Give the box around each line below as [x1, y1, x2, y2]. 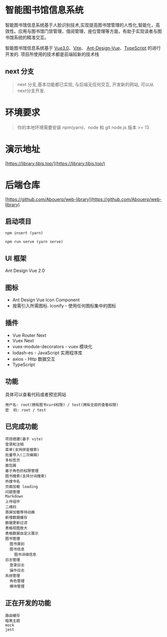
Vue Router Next [12, 332, 47, 338]
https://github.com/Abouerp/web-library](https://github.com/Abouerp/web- [6, 196, 162, 202]
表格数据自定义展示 [5, 531, 39, 536]
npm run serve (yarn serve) [5, 240, 64, 245]
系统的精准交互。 [13, 34, 49, 40]
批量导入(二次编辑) [5, 453, 40, 458]
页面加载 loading [5, 484, 38, 490]
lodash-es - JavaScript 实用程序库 [12, 350, 83, 356]
